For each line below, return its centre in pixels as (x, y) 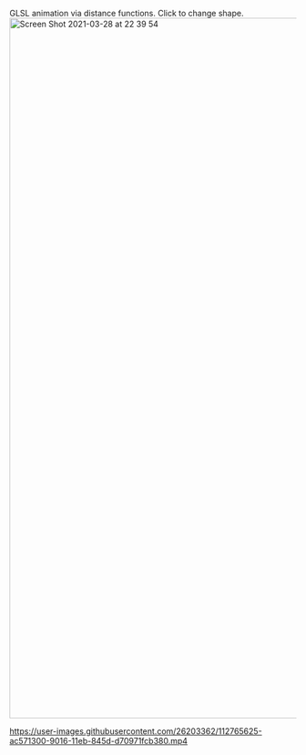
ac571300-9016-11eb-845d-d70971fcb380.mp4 (99, 741)
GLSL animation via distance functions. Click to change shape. (127, 13)
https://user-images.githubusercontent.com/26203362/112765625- (136, 731)
